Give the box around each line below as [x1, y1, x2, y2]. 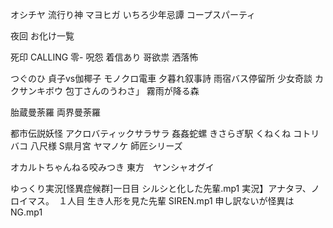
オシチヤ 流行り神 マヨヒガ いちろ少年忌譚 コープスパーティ [10, 9, 257, 20]
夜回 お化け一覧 [10, 30, 75, 42]
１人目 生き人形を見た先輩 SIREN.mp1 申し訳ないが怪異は [58, 195, 295, 207]
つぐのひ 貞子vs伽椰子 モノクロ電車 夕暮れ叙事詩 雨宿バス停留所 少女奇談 [10, 73, 313, 84]
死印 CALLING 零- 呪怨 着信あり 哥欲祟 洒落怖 [10, 51, 199, 63]
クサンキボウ [10, 85, 63, 97]
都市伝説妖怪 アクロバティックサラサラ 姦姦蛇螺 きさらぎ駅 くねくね [10, 128, 292, 139]
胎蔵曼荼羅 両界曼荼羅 [10, 106, 101, 118]
